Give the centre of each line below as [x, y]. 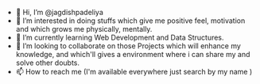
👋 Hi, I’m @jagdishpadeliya [59, 12]
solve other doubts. [48, 63]
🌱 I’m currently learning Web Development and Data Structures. [120, 37]
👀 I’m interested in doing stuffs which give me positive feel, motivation [130, 21]
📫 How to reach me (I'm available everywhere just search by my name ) [134, 72]
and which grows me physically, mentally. [84, 29]
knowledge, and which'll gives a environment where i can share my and [133, 54]
